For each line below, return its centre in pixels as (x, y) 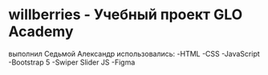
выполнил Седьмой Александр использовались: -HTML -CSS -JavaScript (134, 53)
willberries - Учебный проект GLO (126, 15)
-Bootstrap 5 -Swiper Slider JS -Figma (72, 62)
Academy (41, 32)
